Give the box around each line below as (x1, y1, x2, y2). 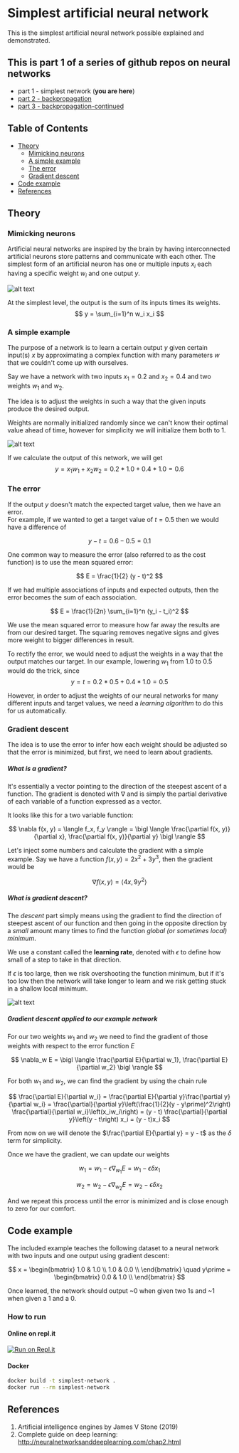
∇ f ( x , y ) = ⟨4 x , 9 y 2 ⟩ (92, 876, 147, 886)
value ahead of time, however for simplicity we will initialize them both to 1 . (7, 425, 226, 435)
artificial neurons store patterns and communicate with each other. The (7, 252, 216, 261)
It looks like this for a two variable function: (7, 811, 134, 819)
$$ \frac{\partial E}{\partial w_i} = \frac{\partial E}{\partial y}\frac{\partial (8, 1092, 223, 1100)
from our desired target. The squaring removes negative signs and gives (7, 628, 219, 637)
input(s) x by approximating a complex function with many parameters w (7, 351, 220, 360)
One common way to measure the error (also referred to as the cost (7, 550, 206, 559)
